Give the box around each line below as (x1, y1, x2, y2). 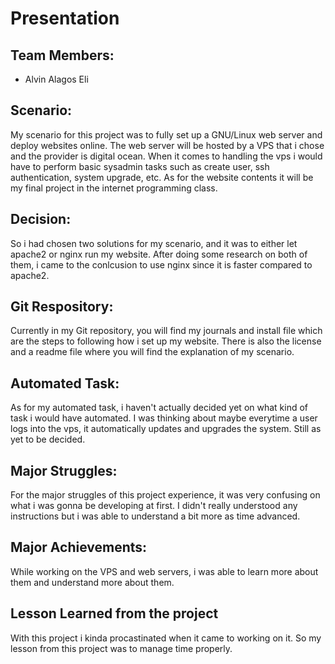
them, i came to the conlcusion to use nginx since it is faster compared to (10, 258, 313, 271)
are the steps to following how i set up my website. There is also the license (10, 335, 322, 347)
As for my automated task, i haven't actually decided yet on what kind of (10, 402, 309, 414)
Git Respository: (10, 298, 114, 316)
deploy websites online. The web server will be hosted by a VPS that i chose (10, 139, 325, 151)
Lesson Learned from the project (10, 605, 219, 622)
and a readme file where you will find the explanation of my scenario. (10, 346, 295, 358)
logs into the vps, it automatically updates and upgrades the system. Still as (10, 423, 322, 435)
